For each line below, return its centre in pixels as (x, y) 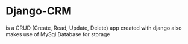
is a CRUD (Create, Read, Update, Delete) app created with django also (94, 28)
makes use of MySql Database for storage (58, 34)
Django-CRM (39, 11)
